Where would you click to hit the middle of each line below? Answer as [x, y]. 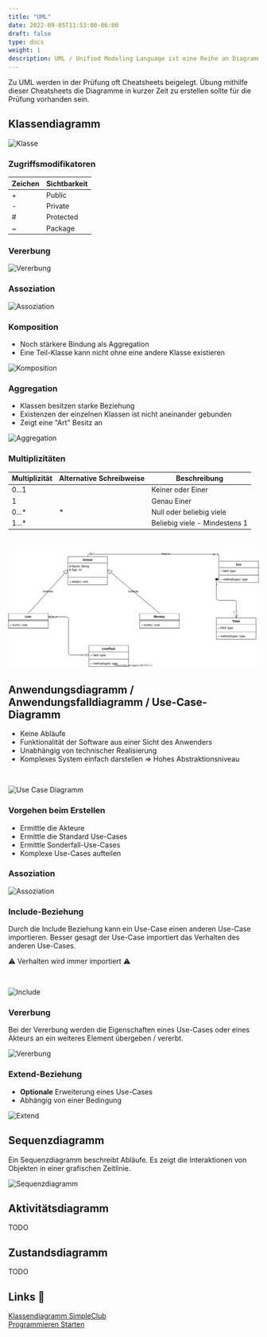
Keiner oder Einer [180, 490]
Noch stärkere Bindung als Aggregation [84, 344]
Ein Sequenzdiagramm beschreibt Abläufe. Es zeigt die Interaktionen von [128, 1160]
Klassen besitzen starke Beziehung [77, 406]
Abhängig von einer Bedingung [70, 1100]
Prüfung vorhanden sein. [49, 99]
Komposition [33, 327]
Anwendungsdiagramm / [71, 690]
